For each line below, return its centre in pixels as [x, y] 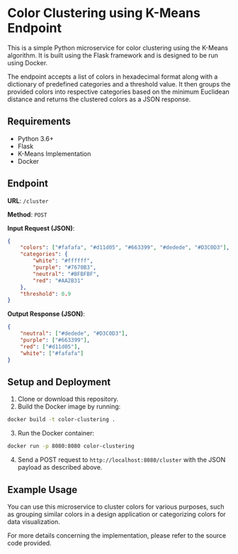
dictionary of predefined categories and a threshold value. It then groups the [119, 84]
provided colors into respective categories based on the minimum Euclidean [119, 92]
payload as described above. [60, 467]
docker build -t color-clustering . [61, 420]
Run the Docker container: [56, 433]
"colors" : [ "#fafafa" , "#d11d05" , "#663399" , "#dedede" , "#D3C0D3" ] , [125, 248]
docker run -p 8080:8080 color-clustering [71, 446]
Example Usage [42, 490]
